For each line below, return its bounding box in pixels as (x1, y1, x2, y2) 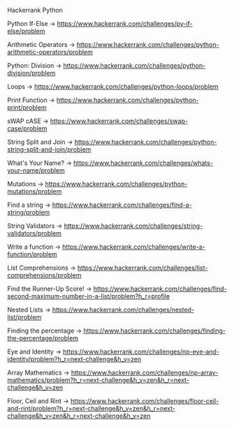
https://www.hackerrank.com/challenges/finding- (83, 326, 226, 335)
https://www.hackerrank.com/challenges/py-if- (57, 20, 193, 27)
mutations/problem (7, 187, 62, 195)
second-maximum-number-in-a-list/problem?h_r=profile (7, 292, 170, 300)
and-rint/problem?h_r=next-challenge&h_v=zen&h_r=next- (7, 405, 176, 412)
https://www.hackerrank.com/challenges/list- (77, 263, 208, 272)
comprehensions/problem (7, 271, 82, 279)
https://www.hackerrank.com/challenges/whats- (73, 159, 213, 167)
